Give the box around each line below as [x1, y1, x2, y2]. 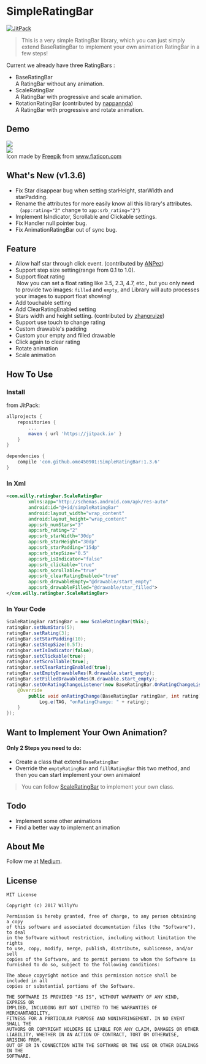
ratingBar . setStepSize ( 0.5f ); [6, 641, 84, 648]
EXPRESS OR [6, 999, 34, 1006]
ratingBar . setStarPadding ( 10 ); [6, 636, 86, 642]
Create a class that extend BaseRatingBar [15, 758, 119, 765]
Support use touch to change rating [15, 318, 105, 326]
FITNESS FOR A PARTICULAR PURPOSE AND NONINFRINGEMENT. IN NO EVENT [6, 1015, 185, 1022]
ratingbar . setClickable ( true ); [6, 653, 86, 659]
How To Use [6, 369, 53, 379]
